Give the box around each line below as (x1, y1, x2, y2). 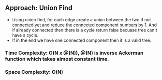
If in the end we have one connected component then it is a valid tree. (12, 37, 151, 43)
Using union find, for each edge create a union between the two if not (12, 16, 151, 22)
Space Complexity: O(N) (5, 68, 64, 75)
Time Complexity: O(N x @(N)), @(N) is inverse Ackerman (5, 49, 144, 56)
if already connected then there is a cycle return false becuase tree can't (12, 27, 157, 33)
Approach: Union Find (5, 4, 73, 12)
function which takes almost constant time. (5, 55, 109, 62)
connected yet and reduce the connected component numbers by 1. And (12, 22, 157, 28)
